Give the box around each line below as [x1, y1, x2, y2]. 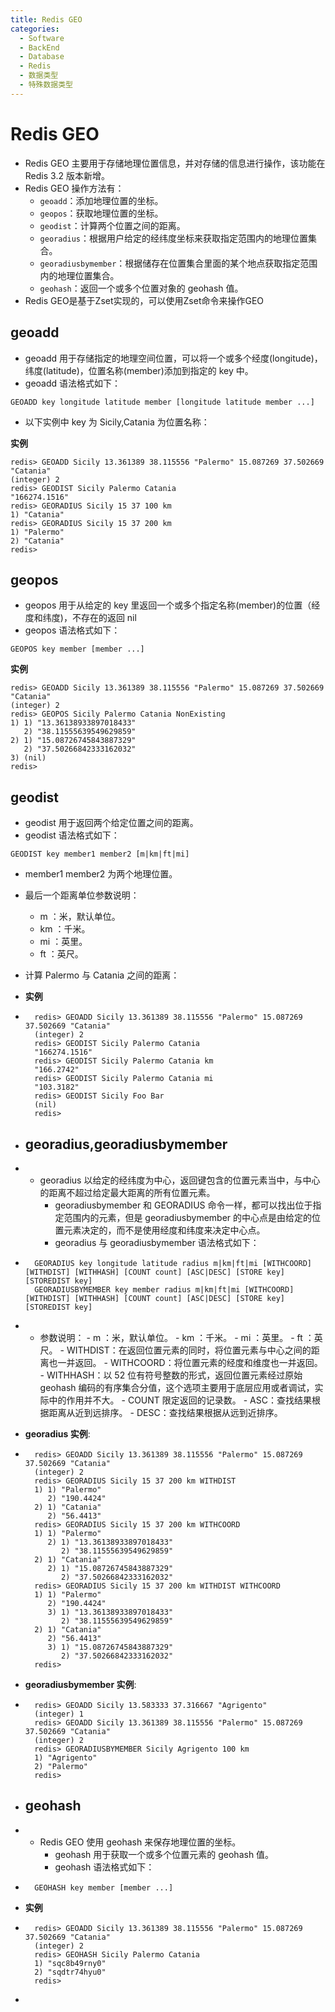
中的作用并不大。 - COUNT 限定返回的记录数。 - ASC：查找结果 [48, 1394, 312, 1406]
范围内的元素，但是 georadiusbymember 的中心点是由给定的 [63, 1211, 313, 1223]
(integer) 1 [34, 1709, 84, 1719]
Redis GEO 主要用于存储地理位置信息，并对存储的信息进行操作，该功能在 [24, 157, 326, 169]
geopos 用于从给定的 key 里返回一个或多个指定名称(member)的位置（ [24, 599, 312, 611]
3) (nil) [10, 753, 47, 763]
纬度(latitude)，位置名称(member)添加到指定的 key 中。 [24, 364, 254, 376]
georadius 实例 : [24, 1427, 91, 1440]
